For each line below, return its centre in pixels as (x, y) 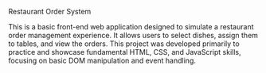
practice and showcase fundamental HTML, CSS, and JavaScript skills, (125, 52)
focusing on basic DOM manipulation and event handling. (102, 60)
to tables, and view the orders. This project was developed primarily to (124, 44)
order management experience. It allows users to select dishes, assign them (133, 35)
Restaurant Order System (50, 12)
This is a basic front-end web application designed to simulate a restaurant (131, 27)
